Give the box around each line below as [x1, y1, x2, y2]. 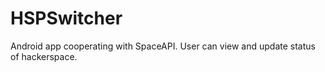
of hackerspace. [10, 50, 78, 62]
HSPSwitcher [10, 7, 123, 30]
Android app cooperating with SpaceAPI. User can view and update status [10, 40, 316, 52]
